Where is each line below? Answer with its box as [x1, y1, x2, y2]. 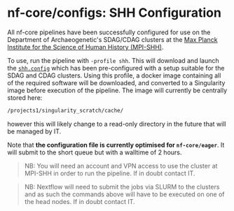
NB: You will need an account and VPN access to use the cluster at [24, 161, 218, 170]
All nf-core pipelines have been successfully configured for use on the [7, 28, 211, 36]
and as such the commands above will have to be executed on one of [24, 190, 225, 198]
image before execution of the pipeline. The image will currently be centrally [7, 86, 228, 94]
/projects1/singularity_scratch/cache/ [7, 107, 124, 114]
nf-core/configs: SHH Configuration [7, 5, 222, 21]
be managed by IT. [7, 127, 62, 136]
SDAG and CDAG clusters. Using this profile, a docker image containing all [7, 71, 221, 80]
